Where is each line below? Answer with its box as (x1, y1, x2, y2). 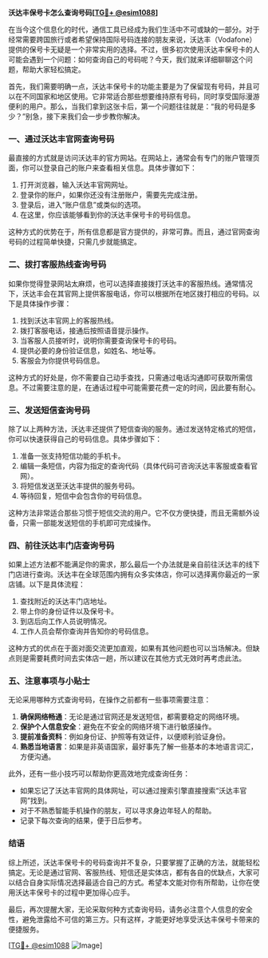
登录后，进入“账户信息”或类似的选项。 (19, 200, 146, 210)
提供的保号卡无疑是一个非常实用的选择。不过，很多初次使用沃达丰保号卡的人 (8, 45, 260, 54)
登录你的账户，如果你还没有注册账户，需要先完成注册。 (19, 190, 202, 200)
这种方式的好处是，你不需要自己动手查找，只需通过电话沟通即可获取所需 (8, 372, 246, 382)
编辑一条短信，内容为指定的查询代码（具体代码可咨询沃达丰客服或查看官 (19, 461, 258, 471)
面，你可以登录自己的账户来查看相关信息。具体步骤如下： (8, 163, 197, 173)
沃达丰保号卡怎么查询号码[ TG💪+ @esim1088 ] (8, 8, 159, 17)
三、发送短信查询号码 (8, 404, 90, 415)
